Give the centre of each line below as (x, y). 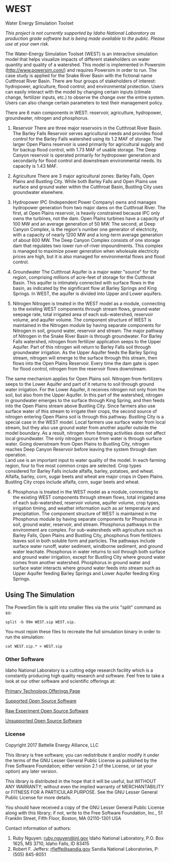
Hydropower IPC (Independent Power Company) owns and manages (84, 202)
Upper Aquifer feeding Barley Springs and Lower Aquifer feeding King (86, 573)
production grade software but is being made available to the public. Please (85, 38)
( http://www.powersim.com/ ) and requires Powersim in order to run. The (81, 70)
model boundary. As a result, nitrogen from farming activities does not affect (85, 433)
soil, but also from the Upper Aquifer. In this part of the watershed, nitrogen (84, 395)
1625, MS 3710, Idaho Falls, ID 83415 (51, 844)
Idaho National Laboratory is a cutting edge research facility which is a (79, 670)
